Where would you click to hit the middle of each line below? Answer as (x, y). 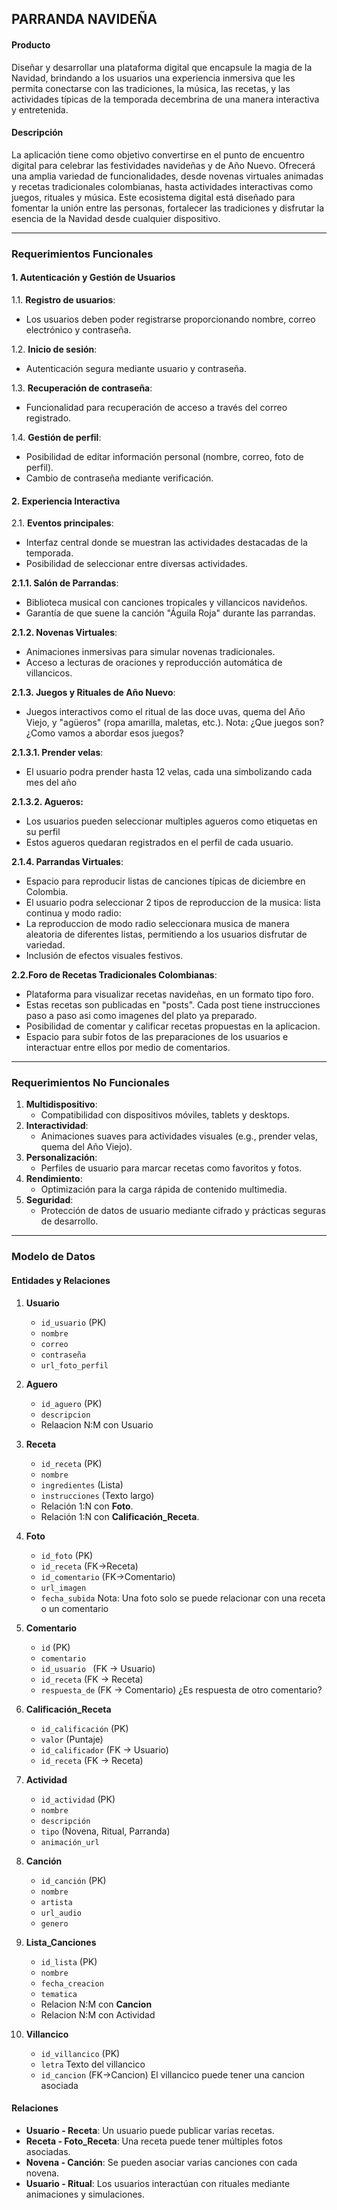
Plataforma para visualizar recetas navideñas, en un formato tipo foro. (169, 994)
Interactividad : (57, 1126)
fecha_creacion (72, 1983)
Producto (31, 44)
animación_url (70, 1842)
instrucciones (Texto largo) (97, 1495)
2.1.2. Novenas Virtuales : (64, 633)
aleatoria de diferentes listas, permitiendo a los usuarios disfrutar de (166, 934)
